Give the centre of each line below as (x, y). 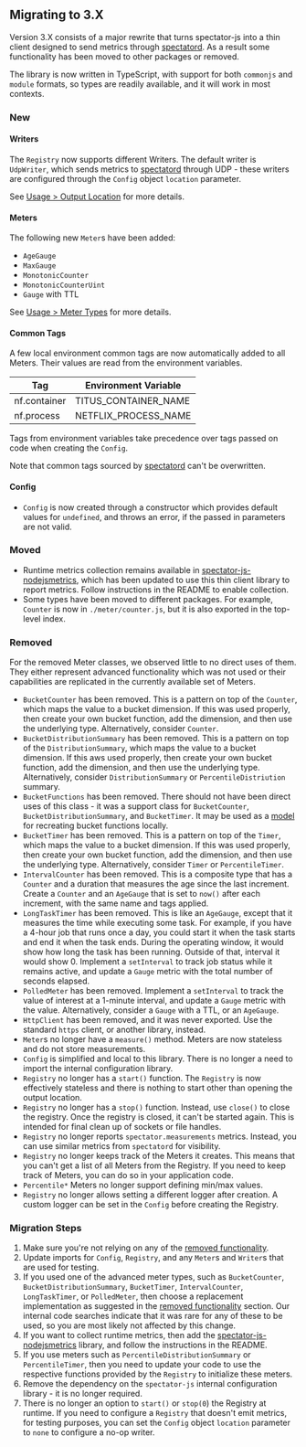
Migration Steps (46, 1229)
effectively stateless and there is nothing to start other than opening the (158, 1088)
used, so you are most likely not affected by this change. (129, 1325)
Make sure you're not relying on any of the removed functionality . (146, 1248)
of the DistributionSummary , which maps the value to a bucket (139, 748)
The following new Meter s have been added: (93, 238)
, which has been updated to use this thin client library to (183, 580)
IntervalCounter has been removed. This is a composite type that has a (158, 874)
